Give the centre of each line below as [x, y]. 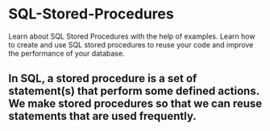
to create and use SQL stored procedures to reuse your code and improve [131, 44]
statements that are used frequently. [102, 116]
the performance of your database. [66, 53]
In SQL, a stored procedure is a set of [103, 78]
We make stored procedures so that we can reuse [135, 104]
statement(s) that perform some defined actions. [134, 91]
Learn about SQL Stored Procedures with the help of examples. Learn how [132, 36]
